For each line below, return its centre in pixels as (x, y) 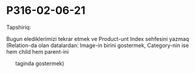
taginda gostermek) (40, 63)
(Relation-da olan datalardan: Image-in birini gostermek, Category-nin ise (97, 45)
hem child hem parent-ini (38, 51)
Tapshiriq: (19, 27)
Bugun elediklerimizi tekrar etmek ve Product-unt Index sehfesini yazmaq (98, 39)
